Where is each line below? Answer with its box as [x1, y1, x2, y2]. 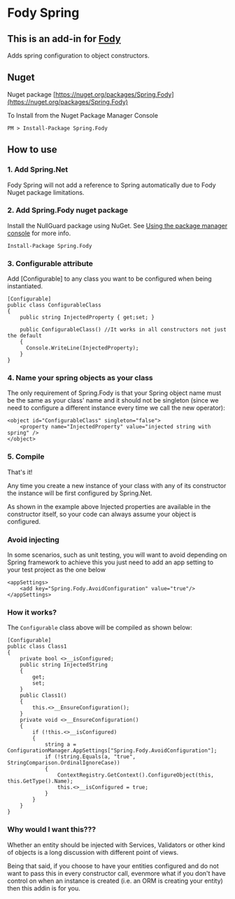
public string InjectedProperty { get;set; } [20, 314, 155, 321]
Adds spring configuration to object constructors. [7, 51, 150, 60]
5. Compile [7, 452, 45, 461]
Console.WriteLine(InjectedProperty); [25, 344, 139, 351]
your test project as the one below [7, 565, 106, 573]
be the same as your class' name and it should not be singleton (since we [7, 396, 219, 405]
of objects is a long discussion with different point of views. [7, 848, 179, 856]
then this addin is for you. [7, 884, 80, 892]
